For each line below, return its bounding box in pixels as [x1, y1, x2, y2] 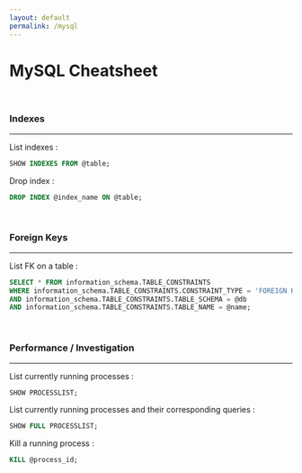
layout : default [9, 13, 70, 23]
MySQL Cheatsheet [9, 60, 158, 81]
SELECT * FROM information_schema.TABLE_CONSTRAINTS [9, 277, 211, 287]
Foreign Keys [9, 232, 68, 244]
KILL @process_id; [9, 456, 78, 465]
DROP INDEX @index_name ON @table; [9, 193, 143, 202]
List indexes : [9, 141, 58, 152]
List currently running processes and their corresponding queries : [9, 405, 256, 415]
